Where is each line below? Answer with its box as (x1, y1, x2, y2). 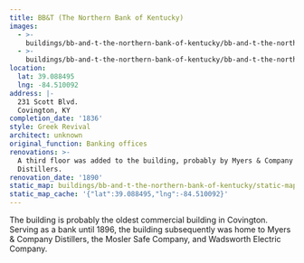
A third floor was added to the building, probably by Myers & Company (17, 155, 294, 165)
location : (9, 64, 47, 73)
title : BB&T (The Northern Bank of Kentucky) (9, 13, 184, 23)
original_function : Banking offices (9, 139, 147, 148)
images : (9, 22, 39, 31)
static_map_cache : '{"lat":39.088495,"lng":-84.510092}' (9, 190, 229, 199)
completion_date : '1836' (9, 114, 103, 123)
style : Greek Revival (9, 123, 91, 132)
